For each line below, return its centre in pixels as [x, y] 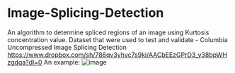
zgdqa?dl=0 [25, 62]
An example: [62, 62]
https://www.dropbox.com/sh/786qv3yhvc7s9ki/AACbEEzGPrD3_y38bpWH [117, 55]
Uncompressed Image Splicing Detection [67, 47]
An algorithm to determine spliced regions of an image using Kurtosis [108, 32]
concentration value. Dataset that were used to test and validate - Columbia [117, 39]
